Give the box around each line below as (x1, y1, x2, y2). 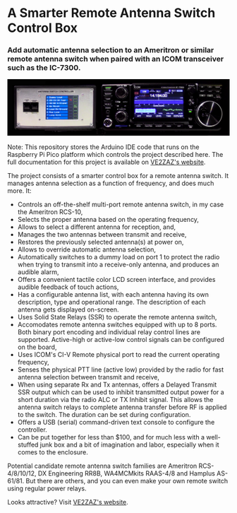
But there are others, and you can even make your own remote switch (25, 476, 229, 485)
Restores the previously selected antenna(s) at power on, (17, 237, 184, 246)
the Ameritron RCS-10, (17, 207, 83, 216)
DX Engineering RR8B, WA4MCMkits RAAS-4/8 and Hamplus (37, 468, 215, 478)
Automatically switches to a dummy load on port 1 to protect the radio (17, 252, 220, 261)
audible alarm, (17, 267, 59, 276)
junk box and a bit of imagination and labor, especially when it (39, 440, 220, 449)
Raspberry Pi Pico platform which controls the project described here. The (7, 150, 224, 158)
